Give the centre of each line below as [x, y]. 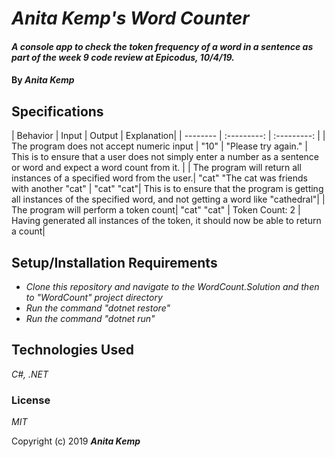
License [31, 400]
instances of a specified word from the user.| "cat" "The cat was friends [159, 178]
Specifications [57, 111]
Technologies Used [72, 350]
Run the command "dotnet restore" [98, 308]
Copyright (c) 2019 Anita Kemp [76, 441]
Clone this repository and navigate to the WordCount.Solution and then [172, 286]
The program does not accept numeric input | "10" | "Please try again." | [159, 146]
